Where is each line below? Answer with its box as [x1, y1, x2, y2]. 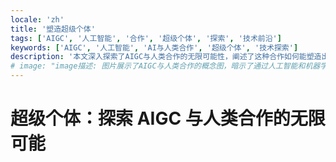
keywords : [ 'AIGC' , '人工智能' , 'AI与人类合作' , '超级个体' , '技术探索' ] [10, 42, 299, 53]
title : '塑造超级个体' [10, 24, 96, 34]
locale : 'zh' [10, 14, 65, 25]
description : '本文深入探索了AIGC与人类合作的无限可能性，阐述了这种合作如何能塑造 [10, 52, 322, 62]
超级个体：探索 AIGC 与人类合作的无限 [10, 107, 326, 130]
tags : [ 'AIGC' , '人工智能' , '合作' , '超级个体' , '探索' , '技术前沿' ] [10, 33, 282, 43]
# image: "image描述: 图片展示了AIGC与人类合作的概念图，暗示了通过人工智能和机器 [10, 61, 321, 71]
